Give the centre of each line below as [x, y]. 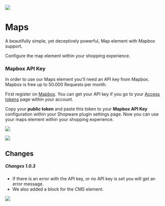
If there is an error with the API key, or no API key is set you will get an [84, 178]
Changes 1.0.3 [20, 166]
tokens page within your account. [39, 99]
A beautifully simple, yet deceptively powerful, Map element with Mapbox [80, 41]
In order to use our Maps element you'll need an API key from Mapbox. [77, 80]
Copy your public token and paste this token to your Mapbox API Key [76, 109]
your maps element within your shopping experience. [59, 120]
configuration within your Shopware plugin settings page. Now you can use [82, 114]
